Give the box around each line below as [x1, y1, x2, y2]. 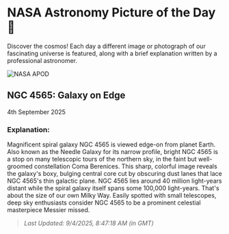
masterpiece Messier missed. [7, 206, 90, 214]
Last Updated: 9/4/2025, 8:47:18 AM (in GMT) [23, 219, 154, 227]
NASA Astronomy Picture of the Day [7, 5, 216, 21]
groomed [7, 162, 33, 170]
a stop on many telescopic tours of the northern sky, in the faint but [7, 155, 197, 164]
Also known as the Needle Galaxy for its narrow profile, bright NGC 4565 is [7, 148, 219, 156]
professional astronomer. [7, 56, 77, 64]
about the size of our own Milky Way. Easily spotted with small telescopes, [7, 192, 217, 200]
